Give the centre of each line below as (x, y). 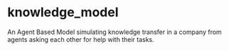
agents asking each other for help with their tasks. (81, 39)
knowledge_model (63, 12)
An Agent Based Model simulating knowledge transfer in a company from (114, 32)
